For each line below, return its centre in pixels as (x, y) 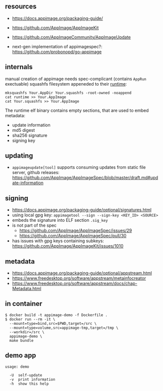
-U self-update (26, 375)
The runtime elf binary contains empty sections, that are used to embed (77, 110)
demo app (21, 355)
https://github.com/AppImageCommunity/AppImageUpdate (72, 37)
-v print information (32, 379)
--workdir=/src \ (27, 332)
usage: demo (17, 367)
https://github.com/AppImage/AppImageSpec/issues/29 (76, 231)
